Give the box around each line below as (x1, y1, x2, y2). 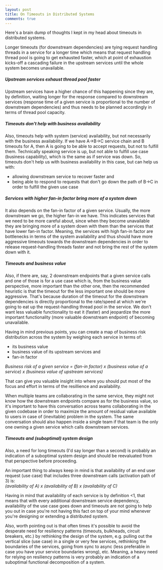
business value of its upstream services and (12, 349, 101, 355)
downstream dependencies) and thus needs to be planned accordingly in (5, 104, 152, 110)
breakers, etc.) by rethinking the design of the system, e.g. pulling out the (5, 533, 152, 539)
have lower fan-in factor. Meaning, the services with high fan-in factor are (5, 228, 153, 234)
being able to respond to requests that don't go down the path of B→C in (12, 179, 158, 185)
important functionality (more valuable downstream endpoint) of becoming (5, 314, 155, 320)
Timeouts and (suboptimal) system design (5, 435, 93, 441)
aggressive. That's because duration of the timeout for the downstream (5, 294, 148, 299)
